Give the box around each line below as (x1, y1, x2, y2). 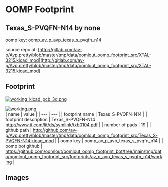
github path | (5, 127, 32, 133)
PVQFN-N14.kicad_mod (5, 137, 54, 144)
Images (5, 173, 29, 182)
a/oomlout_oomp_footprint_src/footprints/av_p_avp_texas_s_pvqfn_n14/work (5, 153, 163, 159)
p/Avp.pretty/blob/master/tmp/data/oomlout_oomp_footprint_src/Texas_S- (5, 132, 158, 138)
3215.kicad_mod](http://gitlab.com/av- (5, 57, 85, 63)
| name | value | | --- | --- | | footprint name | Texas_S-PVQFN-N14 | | (5, 111, 148, 117)
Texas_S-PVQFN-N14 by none (5, 24, 101, 32)
